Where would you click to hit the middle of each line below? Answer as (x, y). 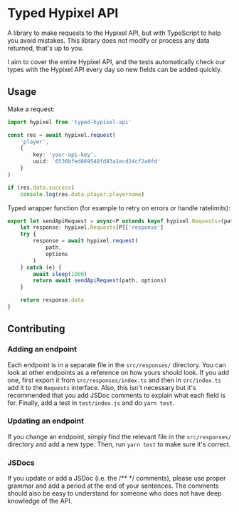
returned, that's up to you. (46, 48)
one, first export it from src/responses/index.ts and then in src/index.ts (115, 380)
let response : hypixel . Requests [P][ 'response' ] (92, 227)
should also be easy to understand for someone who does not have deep (115, 493)
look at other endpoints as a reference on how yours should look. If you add (118, 372)
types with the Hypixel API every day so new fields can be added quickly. (115, 69)
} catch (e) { (41, 267)
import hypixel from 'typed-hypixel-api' (70, 122)
